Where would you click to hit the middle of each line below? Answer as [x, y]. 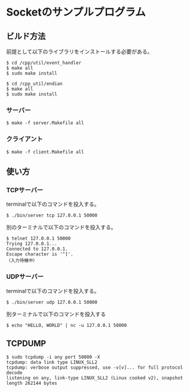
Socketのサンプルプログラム [76, 12]
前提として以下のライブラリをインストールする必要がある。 [80, 52]
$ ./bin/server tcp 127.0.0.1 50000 [52, 215]
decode [14, 373]
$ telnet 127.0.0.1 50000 [38, 239]
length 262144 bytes [32, 383]
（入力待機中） [22, 261]
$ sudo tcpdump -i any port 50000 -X [53, 357]
